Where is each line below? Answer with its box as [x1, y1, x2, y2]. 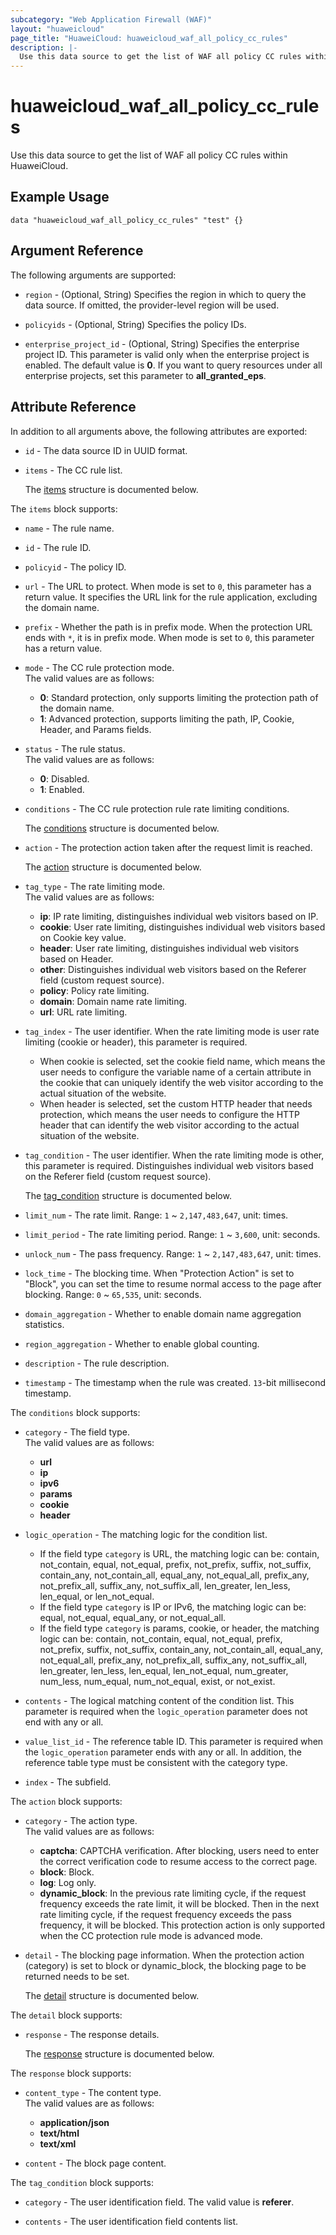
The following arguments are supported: [10, 269, 177, 281]
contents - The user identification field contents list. [24, 2215, 239, 2227]
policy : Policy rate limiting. [39, 984, 150, 996]
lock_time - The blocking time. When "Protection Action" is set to [24, 1267, 295, 1279]
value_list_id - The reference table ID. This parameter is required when [24, 1735, 324, 1747]
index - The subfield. [24, 1776, 112, 1788]
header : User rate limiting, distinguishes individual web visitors [39, 942, 300, 954]
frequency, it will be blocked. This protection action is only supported [39, 1919, 325, 1931]
